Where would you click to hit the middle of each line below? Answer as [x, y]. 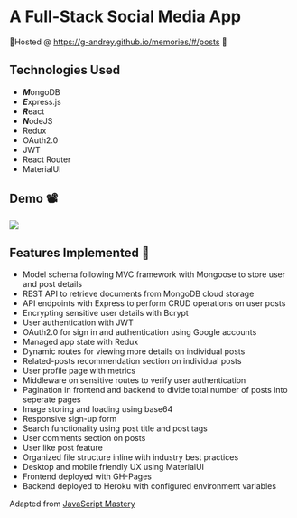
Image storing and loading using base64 [97, 409]
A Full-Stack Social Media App [125, 17]
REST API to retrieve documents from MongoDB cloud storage [138, 294]
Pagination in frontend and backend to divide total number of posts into [155, 390]
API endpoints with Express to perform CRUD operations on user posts [154, 303]
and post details [52, 284]
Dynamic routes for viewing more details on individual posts [134, 351]
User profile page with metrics [79, 371]
